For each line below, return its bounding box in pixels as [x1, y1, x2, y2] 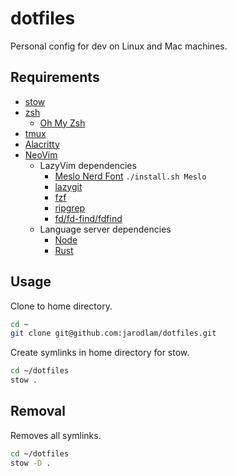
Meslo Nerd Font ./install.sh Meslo [54, 170, 207, 182]
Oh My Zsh [39, 117, 86, 129]
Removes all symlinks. [10, 429, 102, 441]
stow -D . [10, 458, 52, 468]
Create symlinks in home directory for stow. [10, 347, 190, 359]
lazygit [54, 180, 83, 192]
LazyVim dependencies [39, 159, 137, 171]
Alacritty [24, 138, 60, 150]
